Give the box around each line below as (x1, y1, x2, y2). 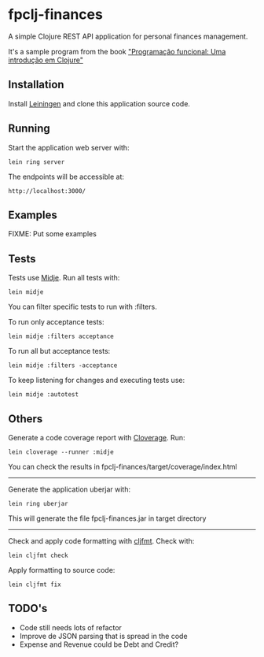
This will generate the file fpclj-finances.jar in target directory (8, 514, 207, 523)
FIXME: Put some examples (8, 229, 97, 239)
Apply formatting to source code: (8, 566, 115, 574)
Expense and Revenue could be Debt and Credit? (19, 640, 179, 649)
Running (8, 122, 51, 135)
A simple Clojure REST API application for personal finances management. (8, 32, 248, 41)
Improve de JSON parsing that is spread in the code (19, 631, 188, 640)
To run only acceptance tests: (8, 317, 104, 327)
